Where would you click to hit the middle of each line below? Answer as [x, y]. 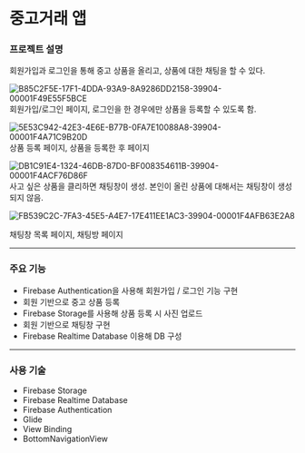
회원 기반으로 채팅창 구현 [66, 324]
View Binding [47, 429]
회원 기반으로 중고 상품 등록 [71, 301]
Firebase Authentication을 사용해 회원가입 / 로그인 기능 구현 [130, 291]
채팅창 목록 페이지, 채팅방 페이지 [67, 235]
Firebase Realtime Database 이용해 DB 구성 [102, 336]
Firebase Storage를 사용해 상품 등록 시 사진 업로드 [113, 313]
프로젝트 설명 [36, 49]
